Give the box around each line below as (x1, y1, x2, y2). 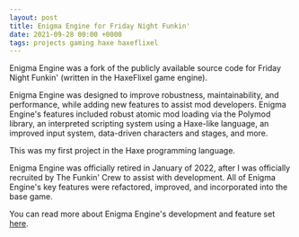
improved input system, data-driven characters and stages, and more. (9, 127, 268, 139)
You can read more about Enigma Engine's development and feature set (9, 208, 276, 220)
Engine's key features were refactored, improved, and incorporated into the (9, 181, 288, 193)
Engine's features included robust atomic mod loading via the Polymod (9, 109, 271, 119)
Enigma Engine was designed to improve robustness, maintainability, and (9, 90, 280, 101)
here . (9, 218, 29, 229)
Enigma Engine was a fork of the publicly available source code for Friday (9, 63, 281, 74)
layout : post (9, 13, 58, 22)
